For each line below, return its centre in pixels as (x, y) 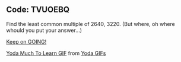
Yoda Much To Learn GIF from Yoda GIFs (56, 53)
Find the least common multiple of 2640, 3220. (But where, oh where (90, 24)
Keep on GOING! (26, 41)
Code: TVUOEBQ (38, 10)
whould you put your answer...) (44, 30)
